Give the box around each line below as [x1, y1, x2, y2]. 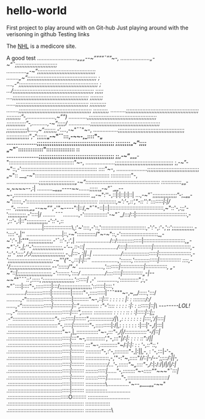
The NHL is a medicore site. [6, 42, 77, 50]
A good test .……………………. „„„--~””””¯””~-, [6, 54, 120, 61]
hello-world [6, 4, 68, 18]
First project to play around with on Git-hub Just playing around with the [6, 24, 189, 31]
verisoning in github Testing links [6, 30, 90, 37]
